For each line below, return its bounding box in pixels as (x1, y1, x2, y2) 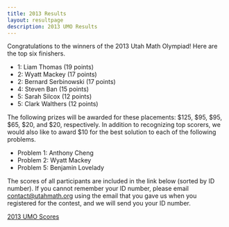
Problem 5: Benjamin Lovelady (17, 164, 105, 172)
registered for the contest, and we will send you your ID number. (7, 199, 191, 208)
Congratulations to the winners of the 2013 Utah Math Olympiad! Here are (7, 42, 218, 51)
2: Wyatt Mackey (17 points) (17, 70, 97, 78)
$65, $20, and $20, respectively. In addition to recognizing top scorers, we (7, 121, 221, 129)
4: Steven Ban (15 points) (17, 85, 89, 94)
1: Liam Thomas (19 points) (17, 63, 94, 72)
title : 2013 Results (7, 10, 67, 17)
